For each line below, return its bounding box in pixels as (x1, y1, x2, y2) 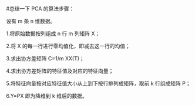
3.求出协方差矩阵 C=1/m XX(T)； (6, 55, 85, 62)
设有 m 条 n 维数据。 (6, 18, 56, 25)
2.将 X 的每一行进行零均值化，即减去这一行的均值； (6, 43, 130, 49)
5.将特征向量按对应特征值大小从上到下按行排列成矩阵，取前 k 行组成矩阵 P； (6, 80, 191, 87)
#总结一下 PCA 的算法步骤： (6, 5, 75, 12)
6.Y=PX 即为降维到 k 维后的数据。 (6, 93, 88, 99)
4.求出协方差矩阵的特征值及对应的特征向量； (6, 67, 114, 74)
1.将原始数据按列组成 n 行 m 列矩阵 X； (6, 30, 100, 37)
